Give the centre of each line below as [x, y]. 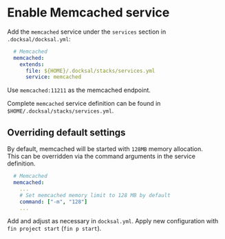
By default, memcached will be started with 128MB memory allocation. [105, 149]
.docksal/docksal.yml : [39, 38]
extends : [32, 64]
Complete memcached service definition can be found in [84, 104]
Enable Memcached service [88, 13]
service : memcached [53, 77]
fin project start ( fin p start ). [54, 229]
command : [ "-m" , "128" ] [54, 202]
